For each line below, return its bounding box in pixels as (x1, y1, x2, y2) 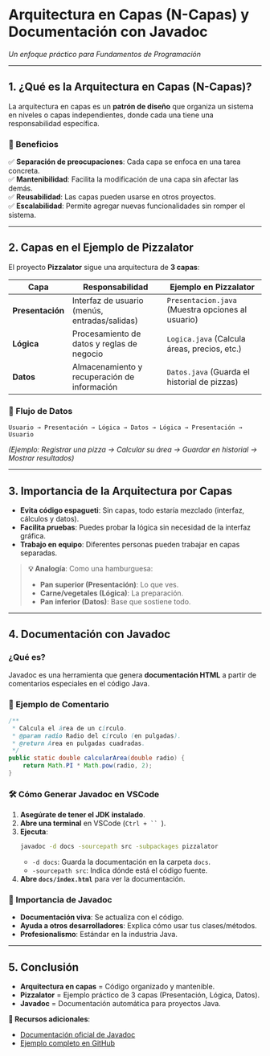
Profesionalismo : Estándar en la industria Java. (19, 930, 178, 939)
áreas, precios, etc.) (166, 343, 243, 354)
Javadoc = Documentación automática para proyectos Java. (19, 999, 221, 1009)
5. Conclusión (8, 960, 79, 974)
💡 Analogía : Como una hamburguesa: (27, 563, 153, 573)
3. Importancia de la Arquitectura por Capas (8, 484, 233, 497)
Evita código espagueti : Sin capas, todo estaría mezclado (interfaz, (19, 505, 245, 515)
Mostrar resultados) (8, 453, 75, 463)
